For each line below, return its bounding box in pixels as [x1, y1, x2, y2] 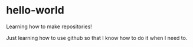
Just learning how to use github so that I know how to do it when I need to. [6, 34, 188, 41]
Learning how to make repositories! [6, 23, 93, 30]
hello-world [6, 4, 65, 17]
